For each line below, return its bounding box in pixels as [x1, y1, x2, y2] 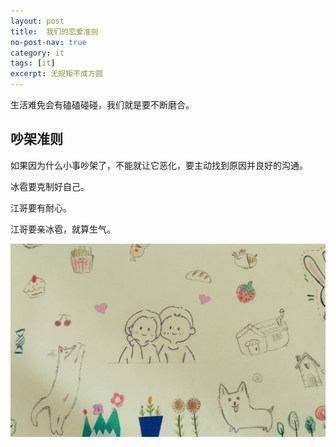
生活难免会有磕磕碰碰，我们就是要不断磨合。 [10, 99, 195, 110]
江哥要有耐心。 [10, 201, 72, 214]
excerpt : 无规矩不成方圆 [10, 69, 103, 79]
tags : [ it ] [10, 58, 56, 69]
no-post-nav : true [10, 37, 87, 47]
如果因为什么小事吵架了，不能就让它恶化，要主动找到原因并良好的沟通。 [10, 159, 308, 171]
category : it [10, 48, 65, 58]
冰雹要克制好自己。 [10, 180, 90, 192]
